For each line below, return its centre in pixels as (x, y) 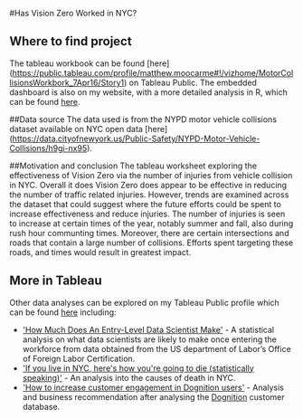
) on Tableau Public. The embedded (190, 82)
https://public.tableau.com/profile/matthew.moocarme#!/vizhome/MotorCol (153, 72)
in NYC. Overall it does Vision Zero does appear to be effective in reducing (148, 185)
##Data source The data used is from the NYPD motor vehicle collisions (143, 119)
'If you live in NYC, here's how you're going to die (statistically (138, 368)
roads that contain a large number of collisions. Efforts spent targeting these (151, 243)
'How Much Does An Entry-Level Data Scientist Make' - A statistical (148, 329)
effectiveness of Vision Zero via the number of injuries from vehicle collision (151, 175)
